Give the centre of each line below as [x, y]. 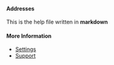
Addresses [20, 9]
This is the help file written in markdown [57, 22]
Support [25, 56]
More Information [29, 36]
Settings [26, 49]
